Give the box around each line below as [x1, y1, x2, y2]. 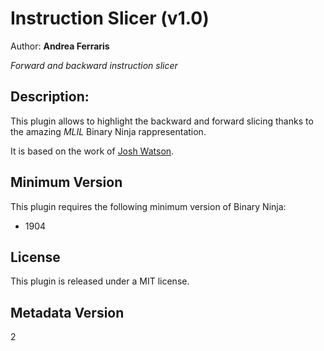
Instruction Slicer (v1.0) [10, 7, 210, 30]
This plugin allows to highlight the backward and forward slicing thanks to [10, 115, 314, 127]
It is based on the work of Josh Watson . [10, 145, 175, 157]
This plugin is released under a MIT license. [10, 275, 190, 287]
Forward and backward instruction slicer [10, 59, 178, 71]
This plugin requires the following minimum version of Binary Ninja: [10, 200, 287, 212]
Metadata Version [10, 304, 125, 321]
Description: [10, 88, 90, 106]
